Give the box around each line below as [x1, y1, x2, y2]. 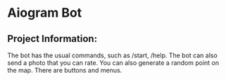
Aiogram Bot [7, 5, 82, 21]
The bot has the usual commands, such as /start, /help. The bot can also [7, 51, 218, 59]
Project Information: [7, 33, 97, 45]
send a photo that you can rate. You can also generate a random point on [7, 59, 220, 67]
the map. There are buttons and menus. [7, 66, 123, 74]
